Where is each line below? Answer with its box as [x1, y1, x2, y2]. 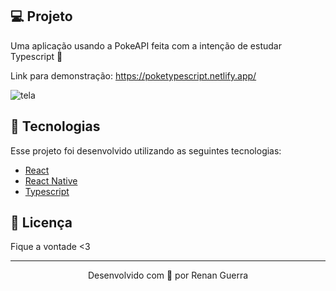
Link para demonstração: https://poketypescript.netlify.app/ [10, 69, 257, 82]
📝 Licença [10, 214, 73, 232]
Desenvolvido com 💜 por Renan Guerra [87, 269, 249, 282]
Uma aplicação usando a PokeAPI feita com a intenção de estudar [10, 39, 282, 52]
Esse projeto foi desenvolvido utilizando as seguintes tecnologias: [10, 144, 282, 157]
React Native [24, 174, 78, 187]
